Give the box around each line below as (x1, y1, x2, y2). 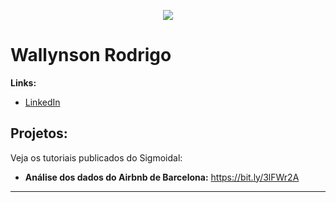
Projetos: (10, 125, 68, 142)
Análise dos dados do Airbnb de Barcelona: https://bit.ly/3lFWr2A (24, 171, 300, 183)
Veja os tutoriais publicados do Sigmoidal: (10, 151, 183, 164)
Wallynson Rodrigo (10, 44, 172, 67)
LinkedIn (24, 96, 61, 108)
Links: (10, 76, 37, 89)
